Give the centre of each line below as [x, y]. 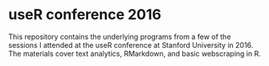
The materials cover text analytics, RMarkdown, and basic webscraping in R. [134, 53]
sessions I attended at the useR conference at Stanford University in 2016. [131, 45]
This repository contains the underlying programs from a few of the [120, 37]
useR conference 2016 [85, 15]
